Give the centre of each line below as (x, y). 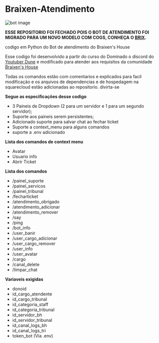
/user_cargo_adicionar (35, 238)
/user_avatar (25, 254)
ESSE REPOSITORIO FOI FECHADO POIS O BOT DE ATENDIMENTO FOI (77, 32)
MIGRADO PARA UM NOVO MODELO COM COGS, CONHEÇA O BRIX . (76, 37)
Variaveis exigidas (24, 279)
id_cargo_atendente (32, 294)
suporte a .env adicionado (39, 132)
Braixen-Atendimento (50, 9)
